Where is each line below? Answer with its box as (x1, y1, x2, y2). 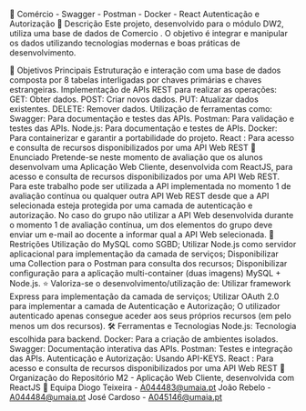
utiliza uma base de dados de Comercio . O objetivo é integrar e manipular (9, 28, 289, 38)
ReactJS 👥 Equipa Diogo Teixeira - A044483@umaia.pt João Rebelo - (9, 382, 271, 393)
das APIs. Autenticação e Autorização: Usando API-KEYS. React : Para (9, 353, 274, 364)
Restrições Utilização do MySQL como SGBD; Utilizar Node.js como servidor (9, 239, 297, 249)
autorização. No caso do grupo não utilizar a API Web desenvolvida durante (9, 210, 294, 220)
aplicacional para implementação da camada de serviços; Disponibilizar (9, 248, 280, 259)
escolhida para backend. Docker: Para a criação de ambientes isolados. (9, 334, 279, 345)
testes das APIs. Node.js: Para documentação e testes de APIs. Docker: (9, 123, 278, 134)
